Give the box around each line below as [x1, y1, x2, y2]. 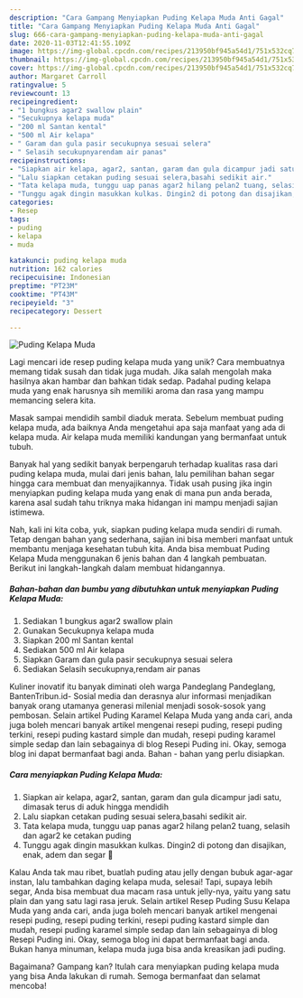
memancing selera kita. [9, 395, 96, 406]
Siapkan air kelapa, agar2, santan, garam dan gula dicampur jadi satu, [22, 792, 282, 803]
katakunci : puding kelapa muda [9, 256, 127, 266]
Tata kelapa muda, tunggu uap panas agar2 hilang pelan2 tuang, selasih [22, 821, 290, 832]
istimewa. [9, 507, 45, 518]
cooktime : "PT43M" [9, 290, 78, 299]
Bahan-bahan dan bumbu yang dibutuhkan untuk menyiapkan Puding [9, 583, 280, 594]
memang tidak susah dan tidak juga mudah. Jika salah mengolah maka [9, 367, 272, 378]
